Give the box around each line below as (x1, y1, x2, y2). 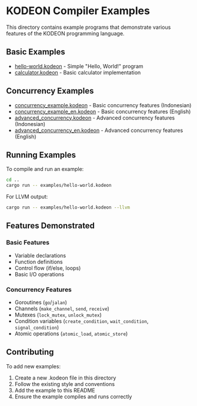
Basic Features (6, 239, 50, 247)
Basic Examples (6, 47, 66, 57)
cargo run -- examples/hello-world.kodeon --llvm (6, 204, 131, 210)
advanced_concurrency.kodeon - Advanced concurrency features (14, 114, 175, 121)
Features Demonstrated (6, 221, 95, 231)
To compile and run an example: (6, 166, 84, 173)
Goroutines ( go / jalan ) (14, 299, 68, 306)
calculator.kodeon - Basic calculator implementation (14, 69, 141, 76)
